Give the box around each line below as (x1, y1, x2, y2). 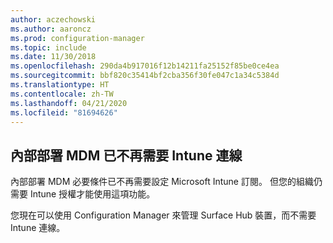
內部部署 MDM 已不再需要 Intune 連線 (10, 147, 243, 164)
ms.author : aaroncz (10, 24, 92, 34)
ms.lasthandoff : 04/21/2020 (10, 98, 128, 108)
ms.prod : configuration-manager (10, 33, 145, 43)
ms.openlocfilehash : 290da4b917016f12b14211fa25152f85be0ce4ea (10, 61, 280, 71)
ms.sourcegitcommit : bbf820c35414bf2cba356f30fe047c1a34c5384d (10, 71, 280, 81)
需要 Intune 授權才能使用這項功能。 (10, 188, 156, 200)
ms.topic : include (10, 42, 87, 53)
